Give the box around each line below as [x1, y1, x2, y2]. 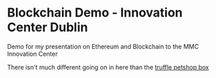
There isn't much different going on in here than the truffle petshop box [7, 63, 209, 71]
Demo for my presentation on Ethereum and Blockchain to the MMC [7, 42, 199, 50]
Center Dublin [7, 19, 88, 35]
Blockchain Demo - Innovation [7, 5, 183, 21]
